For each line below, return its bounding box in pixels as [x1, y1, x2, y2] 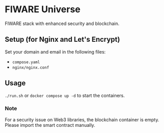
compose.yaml [12, 60, 40, 65]
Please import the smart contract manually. [5, 122, 96, 128]
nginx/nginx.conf [12, 65, 50, 70]
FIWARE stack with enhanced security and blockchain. [5, 20, 120, 26]
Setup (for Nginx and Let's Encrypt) [5, 35, 121, 44]
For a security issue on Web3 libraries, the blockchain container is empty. [5, 116, 159, 123]
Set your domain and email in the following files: [5, 48, 106, 55]
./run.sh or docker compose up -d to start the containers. [5, 92, 125, 98]
